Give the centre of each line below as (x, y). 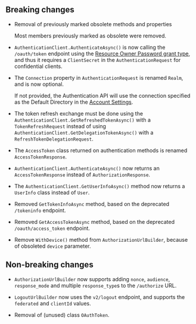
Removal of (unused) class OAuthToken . (62, 314)
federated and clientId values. (52, 303)
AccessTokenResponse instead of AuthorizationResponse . (82, 175)
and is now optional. (39, 84)
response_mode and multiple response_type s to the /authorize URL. (95, 285)
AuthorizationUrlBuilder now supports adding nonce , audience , (92, 279)
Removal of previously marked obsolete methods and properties (93, 24)
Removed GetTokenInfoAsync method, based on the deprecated (92, 204)
